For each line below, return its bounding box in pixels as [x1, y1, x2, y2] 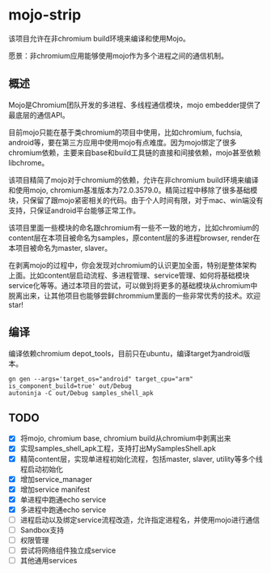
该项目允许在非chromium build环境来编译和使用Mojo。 [8, 33, 190, 43]
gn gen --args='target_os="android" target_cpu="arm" [8, 375, 194, 383]
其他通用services [19, 556, 78, 566]
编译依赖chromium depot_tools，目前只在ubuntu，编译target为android [8, 348, 243, 358]
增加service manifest [19, 485, 91, 494]
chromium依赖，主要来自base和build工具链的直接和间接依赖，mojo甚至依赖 [8, 148, 261, 157]
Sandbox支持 [19, 525, 65, 535]
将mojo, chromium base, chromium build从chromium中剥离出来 [19, 433, 232, 443]
